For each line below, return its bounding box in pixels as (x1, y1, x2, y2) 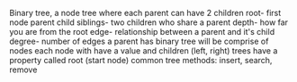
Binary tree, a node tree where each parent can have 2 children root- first (9, 8, 282, 18)
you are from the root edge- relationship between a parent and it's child (9, 27, 275, 37)
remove (9, 64, 38, 75)
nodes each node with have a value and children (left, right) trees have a (9, 45, 278, 56)
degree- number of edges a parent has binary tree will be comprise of (9, 36, 269, 46)
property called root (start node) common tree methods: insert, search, (9, 55, 273, 65)
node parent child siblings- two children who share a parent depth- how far (9, 17, 289, 28)
